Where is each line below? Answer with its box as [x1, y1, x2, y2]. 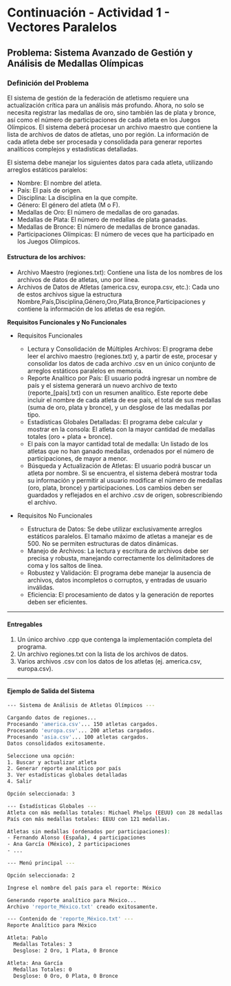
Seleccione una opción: [7, 752, 76, 759]
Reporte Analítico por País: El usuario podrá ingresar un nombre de [27, 374, 217, 382]
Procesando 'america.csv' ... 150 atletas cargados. [7, 721, 158, 728]
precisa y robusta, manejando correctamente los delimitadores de [27, 554, 214, 562]
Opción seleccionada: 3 [7, 791, 76, 798]
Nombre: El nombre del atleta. [16, 179, 102, 187]
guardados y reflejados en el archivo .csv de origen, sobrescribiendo [27, 491, 223, 499]
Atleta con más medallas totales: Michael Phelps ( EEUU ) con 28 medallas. [7, 809, 226, 816]
